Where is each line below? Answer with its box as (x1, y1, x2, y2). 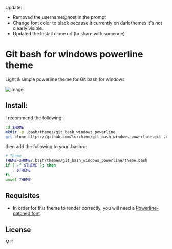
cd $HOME (5, 125, 24, 130)
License (5, 225, 31, 234)
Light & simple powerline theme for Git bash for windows (5, 76, 125, 82)
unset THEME (5, 177, 31, 182)
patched (12, 210, 31, 217)
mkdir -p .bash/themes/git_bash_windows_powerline (5, 129, 116, 135)
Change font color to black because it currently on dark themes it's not (12, 20, 162, 26)
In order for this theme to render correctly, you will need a (12, 205, 135, 211)
